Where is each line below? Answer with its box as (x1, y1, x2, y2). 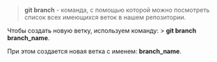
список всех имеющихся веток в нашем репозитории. (24, 13, 186, 21)
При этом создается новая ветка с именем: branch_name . (7, 48, 182, 55)
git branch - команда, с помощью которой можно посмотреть (24, 6, 210, 14)
